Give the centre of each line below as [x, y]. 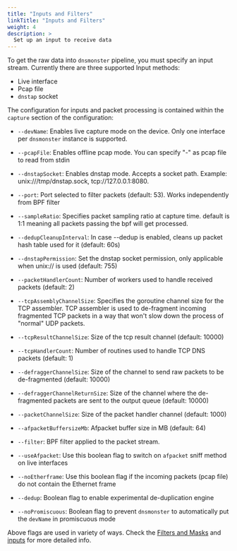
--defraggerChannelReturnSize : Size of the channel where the [107, 393]
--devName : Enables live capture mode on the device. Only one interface [121, 131]
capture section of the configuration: [61, 118]
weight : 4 [22, 27]
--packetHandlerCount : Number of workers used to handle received [115, 280]
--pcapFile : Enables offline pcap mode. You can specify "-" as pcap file [122, 153]
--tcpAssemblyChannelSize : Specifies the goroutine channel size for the [121, 301]
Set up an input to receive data [63, 40]
